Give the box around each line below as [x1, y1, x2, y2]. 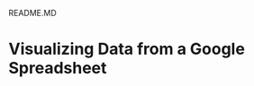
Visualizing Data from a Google [8, 39, 245, 59]
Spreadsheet [8, 58, 107, 79]
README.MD [8, 8, 58, 18]
